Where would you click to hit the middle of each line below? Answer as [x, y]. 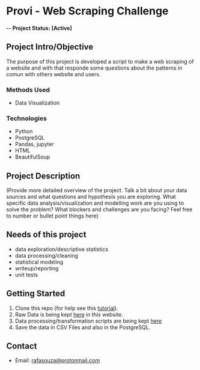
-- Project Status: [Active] [39, 28]
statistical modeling [39, 262]
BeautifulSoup [32, 157]
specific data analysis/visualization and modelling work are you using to [95, 203]
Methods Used [28, 89]
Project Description [43, 176]
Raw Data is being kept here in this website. [69, 314]
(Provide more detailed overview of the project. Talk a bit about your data [97, 190]
